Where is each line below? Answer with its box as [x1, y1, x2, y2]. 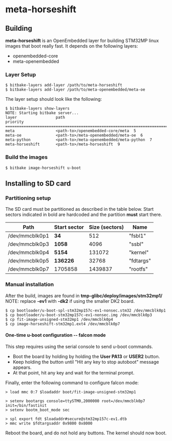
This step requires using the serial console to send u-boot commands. [5, 343, 153, 349]
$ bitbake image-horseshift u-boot [5, 165, 81, 170]
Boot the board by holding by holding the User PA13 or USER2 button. [12, 353, 160, 359]
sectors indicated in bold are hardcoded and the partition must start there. [5, 211, 162, 218]
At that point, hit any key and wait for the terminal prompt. [12, 369, 135, 376]
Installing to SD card [5, 179, 71, 188]
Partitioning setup [5, 194, 51, 202]
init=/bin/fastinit [5, 403, 47, 408]
